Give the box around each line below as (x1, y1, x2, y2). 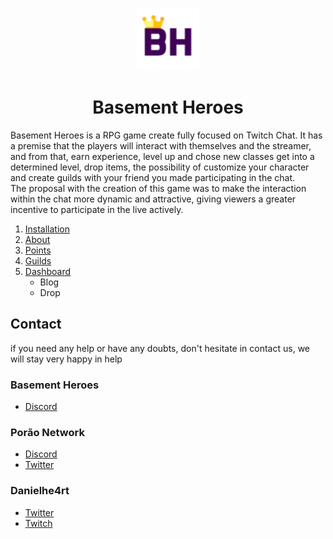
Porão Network (10, 425, 85, 439)
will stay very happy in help (10, 353, 123, 365)
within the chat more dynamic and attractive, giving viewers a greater (10, 193, 297, 205)
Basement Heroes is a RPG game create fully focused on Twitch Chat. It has (10, 129, 323, 141)
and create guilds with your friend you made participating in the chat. (10, 171, 296, 183)
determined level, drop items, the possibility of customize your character (10, 161, 310, 173)
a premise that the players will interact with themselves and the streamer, (10, 139, 312, 152)
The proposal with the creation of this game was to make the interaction (10, 182, 307, 194)
